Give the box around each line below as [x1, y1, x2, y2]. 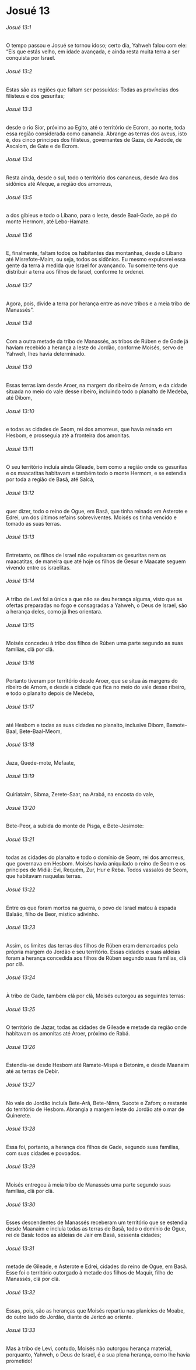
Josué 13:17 [6, 703, 34, 710]
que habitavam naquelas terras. [6, 873, 82, 880]
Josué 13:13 [6, 533, 34, 540]
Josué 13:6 [6, 231, 33, 238]
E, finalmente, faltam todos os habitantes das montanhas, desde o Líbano [6, 250, 183, 257]
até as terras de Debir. [6, 1068, 60, 1075]
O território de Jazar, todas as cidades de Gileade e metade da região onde [6, 1024, 187, 1031]
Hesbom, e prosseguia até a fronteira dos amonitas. [6, 432, 131, 439]
